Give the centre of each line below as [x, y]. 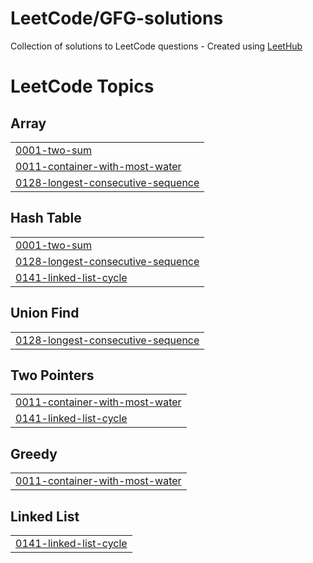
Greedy [34, 453]
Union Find [45, 313]
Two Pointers [52, 375]
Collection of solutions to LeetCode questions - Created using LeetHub [156, 46]
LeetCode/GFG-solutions [117, 18]
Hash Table [46, 218]
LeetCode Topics [82, 86]
